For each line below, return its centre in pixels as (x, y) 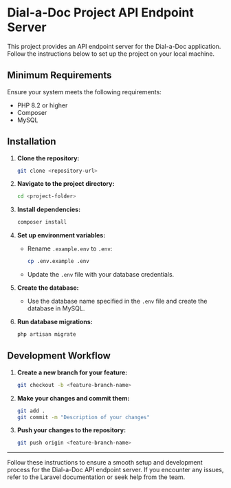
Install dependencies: (49, 210)
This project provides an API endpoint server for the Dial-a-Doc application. (114, 46)
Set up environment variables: (61, 235)
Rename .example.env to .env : (70, 248)
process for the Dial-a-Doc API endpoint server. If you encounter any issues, (115, 470)
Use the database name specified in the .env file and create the (117, 301)
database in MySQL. (56, 308)
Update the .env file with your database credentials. (101, 275)
